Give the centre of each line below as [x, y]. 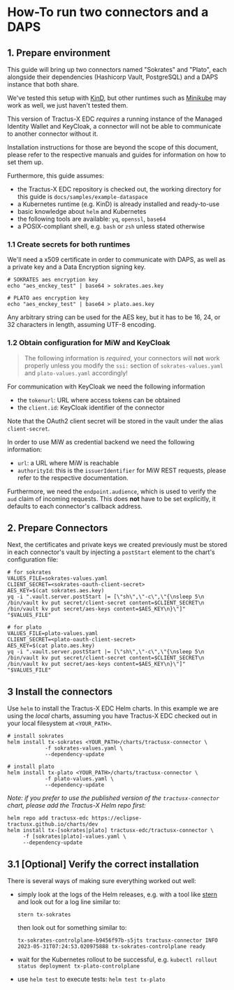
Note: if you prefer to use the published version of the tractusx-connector [114, 798]
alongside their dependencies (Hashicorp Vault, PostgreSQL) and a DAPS [113, 77]
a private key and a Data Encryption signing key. [76, 267]
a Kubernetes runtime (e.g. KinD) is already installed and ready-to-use [118, 204]
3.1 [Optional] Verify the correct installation [103, 864]
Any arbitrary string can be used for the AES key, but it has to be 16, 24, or [114, 317]
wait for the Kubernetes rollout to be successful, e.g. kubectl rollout [117, 960]
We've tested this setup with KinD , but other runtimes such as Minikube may [117, 98]
